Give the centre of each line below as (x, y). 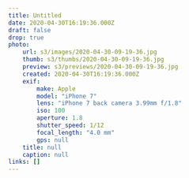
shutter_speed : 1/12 (70, 125)
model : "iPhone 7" (67, 96)
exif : (32, 81)
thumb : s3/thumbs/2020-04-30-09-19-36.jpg (93, 60)
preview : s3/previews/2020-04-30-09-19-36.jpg (100, 67)
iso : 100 (51, 111)
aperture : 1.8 (60, 118)
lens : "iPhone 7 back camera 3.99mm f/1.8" (109, 103)
